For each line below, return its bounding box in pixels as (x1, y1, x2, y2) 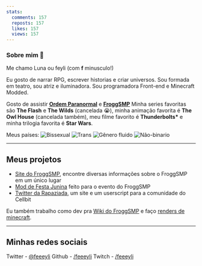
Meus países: (6, 131, 40, 139)
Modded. (6, 89, 29, 96)
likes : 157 (11, 25, 39, 32)
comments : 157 (11, 14, 47, 20)
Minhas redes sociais (6, 237, 88, 247)
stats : (6, 8, 23, 15)
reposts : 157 (11, 20, 44, 26)
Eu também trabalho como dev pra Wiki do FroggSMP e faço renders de (6, 208, 185, 215)
